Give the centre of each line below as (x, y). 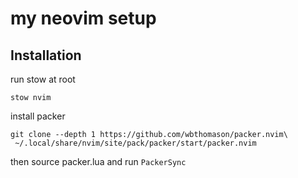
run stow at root (43, 79)
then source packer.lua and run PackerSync (98, 161)
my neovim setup (83, 18)
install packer (38, 116)
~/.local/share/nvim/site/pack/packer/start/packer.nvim (135, 143)
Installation (46, 55)
